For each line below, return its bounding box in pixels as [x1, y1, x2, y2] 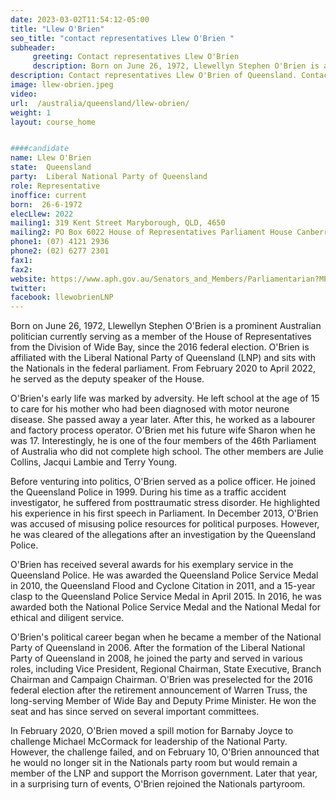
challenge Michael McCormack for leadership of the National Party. [10, 736, 288, 748]
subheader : [10, 42, 56, 53]
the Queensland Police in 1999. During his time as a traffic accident [10, 486, 287, 498]
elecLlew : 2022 [10, 209, 74, 219]
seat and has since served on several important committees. [10, 706, 260, 718]
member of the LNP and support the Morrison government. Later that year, [10, 767, 318, 780]
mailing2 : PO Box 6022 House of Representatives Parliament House [10, 227, 293, 238]
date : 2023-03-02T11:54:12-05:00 [10, 14, 150, 25]
